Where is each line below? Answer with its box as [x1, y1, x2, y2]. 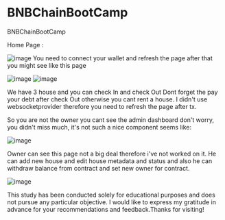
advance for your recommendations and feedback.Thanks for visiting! [7, 205, 204, 213]
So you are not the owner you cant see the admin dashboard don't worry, [7, 115, 215, 124]
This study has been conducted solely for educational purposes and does [7, 191, 216, 199]
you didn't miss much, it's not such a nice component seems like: [7, 123, 192, 131]
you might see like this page [7, 61, 87, 69]
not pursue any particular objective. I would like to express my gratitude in [7, 197, 217, 206]
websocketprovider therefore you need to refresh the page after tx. [7, 102, 197, 110]
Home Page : [7, 40, 44, 49]
